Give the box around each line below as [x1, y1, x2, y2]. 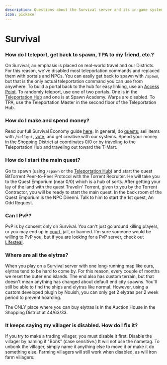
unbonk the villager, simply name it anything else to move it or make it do [5, 344, 155, 350]
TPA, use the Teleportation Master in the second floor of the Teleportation [5, 99, 157, 105]
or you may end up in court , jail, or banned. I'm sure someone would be [5, 228, 152, 234]
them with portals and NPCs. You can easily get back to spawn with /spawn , [5, 73, 160, 79]
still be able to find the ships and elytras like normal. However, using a [5, 284, 148, 290]
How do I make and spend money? [5, 117, 89, 124]
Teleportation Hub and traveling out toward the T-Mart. [5, 144, 118, 150]
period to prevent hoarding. [5, 294, 61, 301]
